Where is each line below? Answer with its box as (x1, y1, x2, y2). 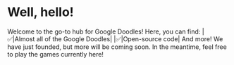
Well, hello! (7, 4, 74, 20)
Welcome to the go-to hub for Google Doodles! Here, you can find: (7, 27, 201, 36)
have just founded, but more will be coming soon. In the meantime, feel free (7, 43, 227, 51)
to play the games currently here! (7, 50, 104, 58)
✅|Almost (7, 34, 35, 43)
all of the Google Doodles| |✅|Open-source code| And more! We (36, 34, 223, 43)
